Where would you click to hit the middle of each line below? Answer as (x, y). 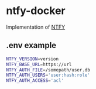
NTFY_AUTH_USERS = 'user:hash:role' (48, 75)
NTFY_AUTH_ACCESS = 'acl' (35, 81)
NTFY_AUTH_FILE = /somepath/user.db (48, 70)
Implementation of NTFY (36, 27)
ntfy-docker (36, 11)
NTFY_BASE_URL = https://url (39, 64)
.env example (31, 45)
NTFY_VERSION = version (32, 59)
